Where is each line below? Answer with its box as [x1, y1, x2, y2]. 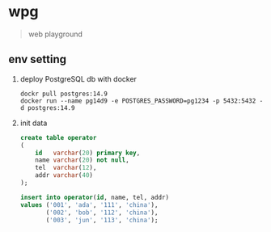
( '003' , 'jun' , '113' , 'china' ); [45, 216, 159, 224]
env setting [8, 53, 67, 66]
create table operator [19, 133, 97, 141]
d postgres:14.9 [19, 103, 75, 112]
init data [19, 118, 48, 128]
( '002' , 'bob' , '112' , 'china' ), [45, 209, 159, 217]
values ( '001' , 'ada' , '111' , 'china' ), [19, 200, 159, 209]
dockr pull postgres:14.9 [19, 90, 108, 98]
